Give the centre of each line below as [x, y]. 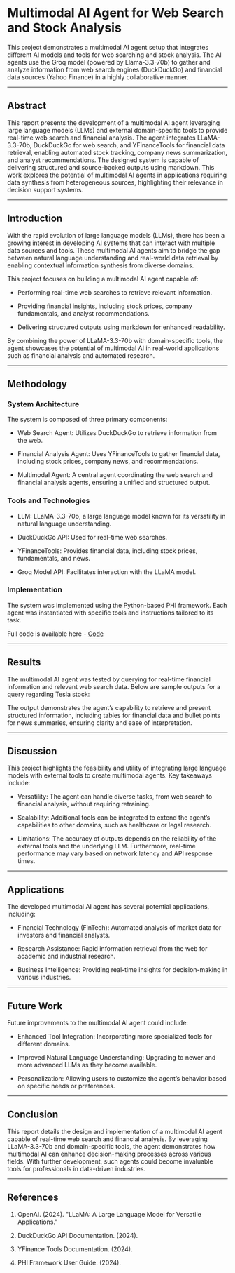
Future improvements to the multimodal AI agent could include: [98, 1023]
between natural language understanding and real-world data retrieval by [113, 258]
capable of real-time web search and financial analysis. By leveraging [107, 1139]
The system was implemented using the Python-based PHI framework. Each [117, 605]
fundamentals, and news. [54, 558]
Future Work [35, 1006]
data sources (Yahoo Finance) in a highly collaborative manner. [98, 77]
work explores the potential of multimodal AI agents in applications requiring [117, 175]
